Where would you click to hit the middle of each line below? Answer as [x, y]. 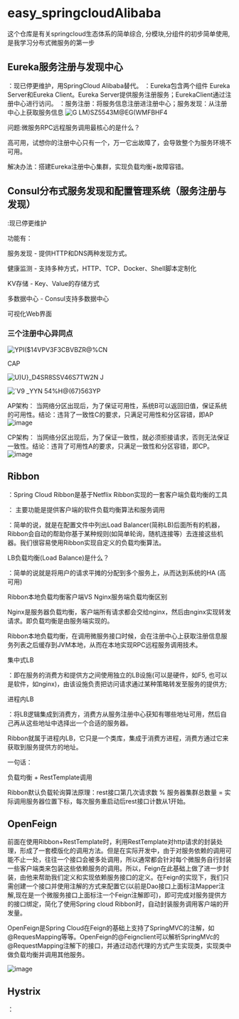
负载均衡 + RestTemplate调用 [50, 777]
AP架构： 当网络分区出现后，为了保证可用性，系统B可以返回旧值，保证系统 [117, 405]
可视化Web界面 [30, 314]
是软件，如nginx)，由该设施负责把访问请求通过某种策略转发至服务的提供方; [117, 683]
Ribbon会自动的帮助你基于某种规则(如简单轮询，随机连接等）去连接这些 [112, 533]
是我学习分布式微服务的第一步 [51, 42]
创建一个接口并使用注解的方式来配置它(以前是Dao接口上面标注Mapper [116, 886]
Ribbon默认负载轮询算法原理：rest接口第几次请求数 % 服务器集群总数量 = [115, 792]
